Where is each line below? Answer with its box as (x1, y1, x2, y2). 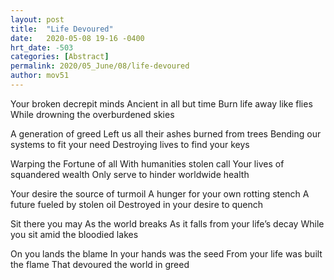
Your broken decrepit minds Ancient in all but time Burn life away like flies (10, 97, 313, 110)
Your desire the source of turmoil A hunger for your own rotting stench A (10, 187, 310, 200)
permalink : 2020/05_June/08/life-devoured (10, 61, 190, 71)
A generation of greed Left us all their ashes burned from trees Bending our (10, 127, 322, 140)
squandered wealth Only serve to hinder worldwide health (10, 168, 250, 180)
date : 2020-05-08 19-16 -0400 (10, 33, 145, 43)
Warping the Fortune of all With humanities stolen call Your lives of (10, 157, 285, 170)
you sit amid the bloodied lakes (10, 228, 139, 240)
